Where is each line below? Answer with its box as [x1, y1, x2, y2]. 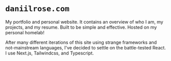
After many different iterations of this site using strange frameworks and [5, 39, 157, 45]
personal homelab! [5, 29, 45, 35]
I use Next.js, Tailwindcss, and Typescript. [5, 50, 94, 56]
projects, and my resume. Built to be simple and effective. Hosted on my [5, 24, 157, 30]
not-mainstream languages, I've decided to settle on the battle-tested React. [5, 44, 166, 50]
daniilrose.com [5, 4, 70, 14]
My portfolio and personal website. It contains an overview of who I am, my [5, 19, 163, 25]
